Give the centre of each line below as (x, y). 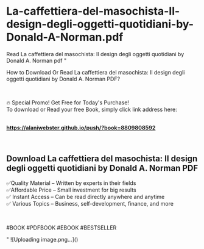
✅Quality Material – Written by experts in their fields (71, 183)
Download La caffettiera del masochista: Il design (102, 159)
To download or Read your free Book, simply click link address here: (92, 109)
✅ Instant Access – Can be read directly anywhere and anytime (86, 197)
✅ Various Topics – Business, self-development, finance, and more (90, 203)
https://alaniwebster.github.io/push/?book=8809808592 (81, 128)
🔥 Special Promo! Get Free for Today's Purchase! (68, 103)
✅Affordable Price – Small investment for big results (71, 190)
